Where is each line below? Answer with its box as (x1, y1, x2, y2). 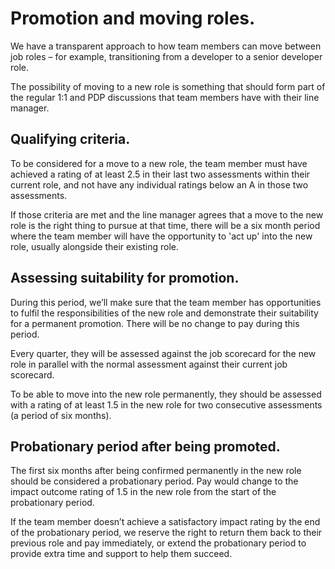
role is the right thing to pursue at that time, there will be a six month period (10, 219, 321, 231)
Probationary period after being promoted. (10, 438, 281, 455)
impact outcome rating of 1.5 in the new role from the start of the (10, 486, 277, 498)
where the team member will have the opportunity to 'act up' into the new (10, 230, 313, 242)
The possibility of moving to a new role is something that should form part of (10, 80, 326, 92)
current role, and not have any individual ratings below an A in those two (10, 178, 309, 191)
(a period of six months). (10, 409, 112, 421)
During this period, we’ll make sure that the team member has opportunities (10, 296, 322, 308)
